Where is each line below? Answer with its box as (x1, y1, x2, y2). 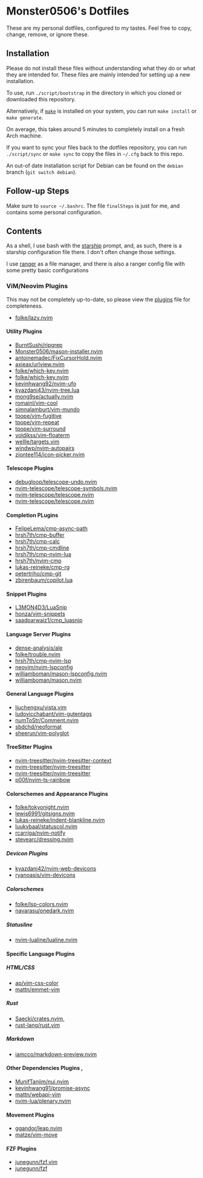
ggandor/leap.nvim (14, 1125, 62, 1132)
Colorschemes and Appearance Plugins (6, 790, 109, 797)
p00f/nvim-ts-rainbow (14, 776, 71, 784)
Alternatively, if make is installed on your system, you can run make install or (6, 107, 197, 115)
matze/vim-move (14, 1131, 58, 1139)
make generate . (6, 113, 43, 121)
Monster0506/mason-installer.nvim (14, 348, 103, 355)
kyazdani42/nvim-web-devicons (14, 865, 97, 872)
